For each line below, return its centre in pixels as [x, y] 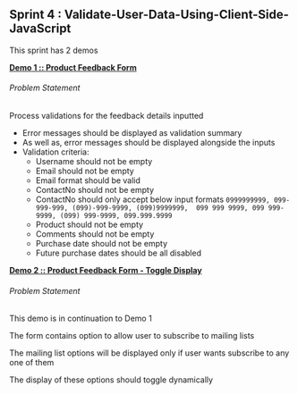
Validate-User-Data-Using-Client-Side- [176, 15]
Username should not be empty [94, 162]
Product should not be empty [89, 225]
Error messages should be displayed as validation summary [132, 133]
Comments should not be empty [95, 234]
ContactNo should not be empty [95, 190]
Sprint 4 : [36, 15]
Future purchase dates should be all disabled [118, 253]
